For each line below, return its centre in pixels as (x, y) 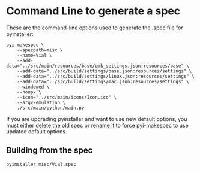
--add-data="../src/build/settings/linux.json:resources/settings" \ (106, 76)
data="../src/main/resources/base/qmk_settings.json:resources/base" (95, 66)
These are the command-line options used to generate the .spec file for (95, 28)
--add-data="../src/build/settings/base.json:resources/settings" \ (105, 71)
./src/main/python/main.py (51, 108)
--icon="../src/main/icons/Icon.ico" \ (67, 97)
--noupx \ (29, 92)
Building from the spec (50, 151)
